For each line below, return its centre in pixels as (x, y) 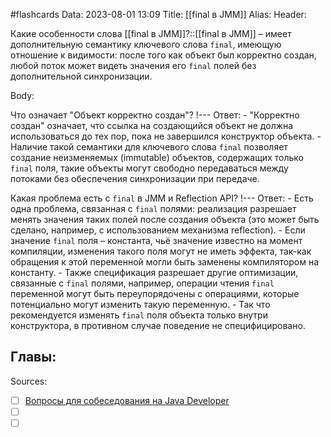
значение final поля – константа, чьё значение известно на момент (156, 240)
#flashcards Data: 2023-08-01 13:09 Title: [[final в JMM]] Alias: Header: (158, 14)
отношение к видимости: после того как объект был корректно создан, (163, 55)
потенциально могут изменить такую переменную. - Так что (140, 304)
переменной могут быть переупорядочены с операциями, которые (155, 293)
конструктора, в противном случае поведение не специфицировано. (158, 325)
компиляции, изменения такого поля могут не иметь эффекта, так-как (161, 251)
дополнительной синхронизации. (81, 76)
